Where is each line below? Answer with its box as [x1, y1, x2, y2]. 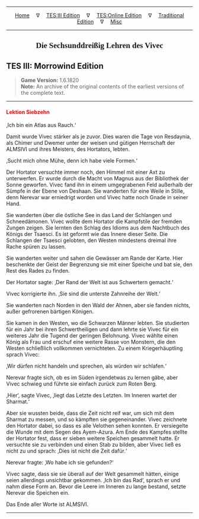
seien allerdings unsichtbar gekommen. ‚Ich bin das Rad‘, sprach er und [6, 477, 181, 484]
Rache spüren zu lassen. [6, 243, 66, 250]
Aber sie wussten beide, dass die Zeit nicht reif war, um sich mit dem [6, 410, 175, 417]
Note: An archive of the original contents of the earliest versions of [20, 83, 184, 90]
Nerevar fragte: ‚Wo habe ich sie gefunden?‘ [6, 459, 114, 466]
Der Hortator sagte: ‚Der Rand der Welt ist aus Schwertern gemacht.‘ [6, 279, 174, 286]
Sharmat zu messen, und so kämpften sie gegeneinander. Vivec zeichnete [6, 416, 188, 423]
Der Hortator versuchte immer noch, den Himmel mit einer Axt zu [6, 168, 165, 176]
